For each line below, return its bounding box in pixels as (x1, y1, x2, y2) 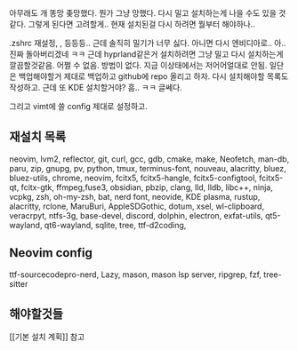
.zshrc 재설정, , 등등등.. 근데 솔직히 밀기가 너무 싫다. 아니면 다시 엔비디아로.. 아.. (9, 38, 286, 48)
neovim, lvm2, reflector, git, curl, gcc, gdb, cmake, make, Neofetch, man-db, (9, 154, 290, 164)
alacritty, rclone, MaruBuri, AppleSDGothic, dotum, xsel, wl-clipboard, (9, 201, 265, 211)
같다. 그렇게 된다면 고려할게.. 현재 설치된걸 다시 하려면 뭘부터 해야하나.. (9, 19, 256, 29)
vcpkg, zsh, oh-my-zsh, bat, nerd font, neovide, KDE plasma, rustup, (9, 191, 261, 202)
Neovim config (9, 245, 93, 260)
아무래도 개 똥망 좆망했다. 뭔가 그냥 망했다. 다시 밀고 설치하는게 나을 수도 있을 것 (9, 8, 286, 18)
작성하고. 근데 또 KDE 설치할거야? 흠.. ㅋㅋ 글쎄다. (9, 83, 182, 92)
